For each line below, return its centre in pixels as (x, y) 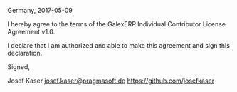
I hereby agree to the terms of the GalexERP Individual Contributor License (117, 24)
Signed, (19, 67)
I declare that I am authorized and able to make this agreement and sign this (118, 45)
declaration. (25, 53)
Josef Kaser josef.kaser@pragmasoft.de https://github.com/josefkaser (111, 81)
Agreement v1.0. (31, 32)
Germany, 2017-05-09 (40, 10)
